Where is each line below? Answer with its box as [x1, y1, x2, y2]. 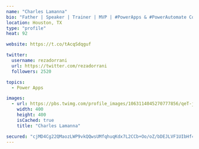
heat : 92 [6, 31, 28, 37]
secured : [6, 134, 28, 140]
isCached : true [17, 117, 54, 123]
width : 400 [17, 106, 44, 112]
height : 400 [17, 112, 46, 118]
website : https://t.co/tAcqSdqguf [6, 41, 92, 47]
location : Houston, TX [6, 20, 62, 25]
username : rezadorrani [11, 57, 68, 63]
